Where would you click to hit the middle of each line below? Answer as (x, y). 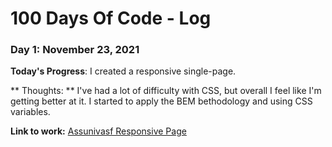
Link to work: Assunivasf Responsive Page (98, 131)
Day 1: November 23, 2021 (75, 50)
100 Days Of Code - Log (111, 18)
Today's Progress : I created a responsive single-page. (123, 71)
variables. (30, 112)
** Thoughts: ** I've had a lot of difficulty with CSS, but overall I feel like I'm (166, 91)
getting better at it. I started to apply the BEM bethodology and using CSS (161, 101)
